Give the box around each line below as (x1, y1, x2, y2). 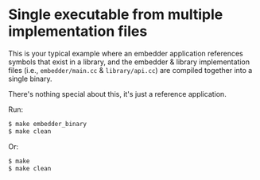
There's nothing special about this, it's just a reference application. (8, 89, 227, 98)
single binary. (8, 74, 52, 83)
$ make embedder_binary (8, 120, 87, 128)
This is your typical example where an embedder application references (8, 48, 244, 58)
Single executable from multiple (8, 6, 223, 24)
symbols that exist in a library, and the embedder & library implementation (8, 57, 250, 67)
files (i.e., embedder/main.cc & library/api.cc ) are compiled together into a (8, 65, 253, 75)
